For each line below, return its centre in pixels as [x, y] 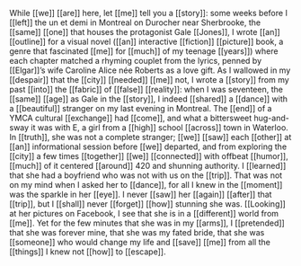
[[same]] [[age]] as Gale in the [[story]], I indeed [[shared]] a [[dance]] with [149, 99]
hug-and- [271, 118]
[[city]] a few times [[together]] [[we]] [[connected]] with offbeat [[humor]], [149, 156]
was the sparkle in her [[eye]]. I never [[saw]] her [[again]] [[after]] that [141, 194]
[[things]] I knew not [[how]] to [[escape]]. [88, 252]
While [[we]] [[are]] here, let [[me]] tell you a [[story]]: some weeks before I [148, 13]
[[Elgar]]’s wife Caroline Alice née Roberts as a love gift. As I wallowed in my [150, 70]
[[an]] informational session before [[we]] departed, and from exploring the [148, 146]
